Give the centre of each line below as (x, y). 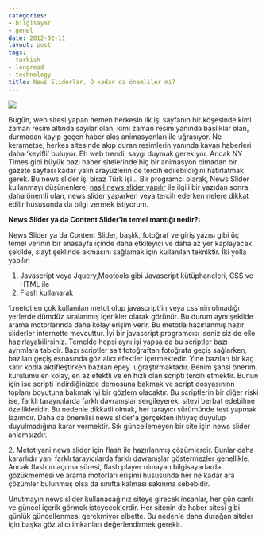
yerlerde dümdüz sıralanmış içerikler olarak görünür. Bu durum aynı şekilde (131, 316)
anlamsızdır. (28, 435)
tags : (17, 52)
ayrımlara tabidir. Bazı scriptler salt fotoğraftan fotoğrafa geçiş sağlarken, (128, 350)
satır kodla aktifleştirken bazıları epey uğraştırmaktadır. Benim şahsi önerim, (133, 367)
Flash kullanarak (46, 292)
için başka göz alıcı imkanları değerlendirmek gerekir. (95, 524)
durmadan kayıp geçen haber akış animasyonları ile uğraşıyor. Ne (115, 137)
